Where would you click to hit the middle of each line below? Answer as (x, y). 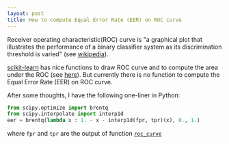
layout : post (26, 13)
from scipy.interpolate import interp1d (66, 114)
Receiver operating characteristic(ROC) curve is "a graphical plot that (105, 39)
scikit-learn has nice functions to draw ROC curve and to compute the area (113, 67)
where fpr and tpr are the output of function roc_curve (84, 134)
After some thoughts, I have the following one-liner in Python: (94, 95)
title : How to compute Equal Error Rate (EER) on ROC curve (95, 20)
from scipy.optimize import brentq (58, 108)
